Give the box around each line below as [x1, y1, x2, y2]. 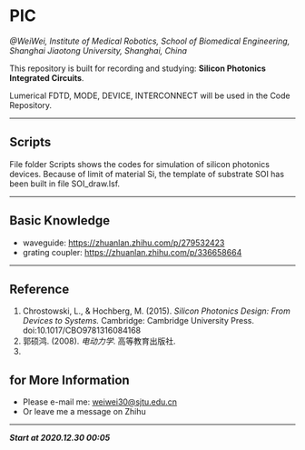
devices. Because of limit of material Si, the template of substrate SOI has [9, 168, 284, 179]
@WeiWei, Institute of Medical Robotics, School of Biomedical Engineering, [9, 35, 290, 46]
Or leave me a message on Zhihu [22, 406, 147, 417]
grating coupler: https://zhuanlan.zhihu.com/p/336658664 [22, 246, 242, 257]
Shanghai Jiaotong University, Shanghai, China [9, 45, 188, 55]
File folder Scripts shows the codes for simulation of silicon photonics [9, 158, 271, 169]
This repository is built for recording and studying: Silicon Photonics [9, 63, 266, 74]
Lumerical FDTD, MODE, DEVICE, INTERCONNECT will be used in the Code [9, 90, 290, 101]
